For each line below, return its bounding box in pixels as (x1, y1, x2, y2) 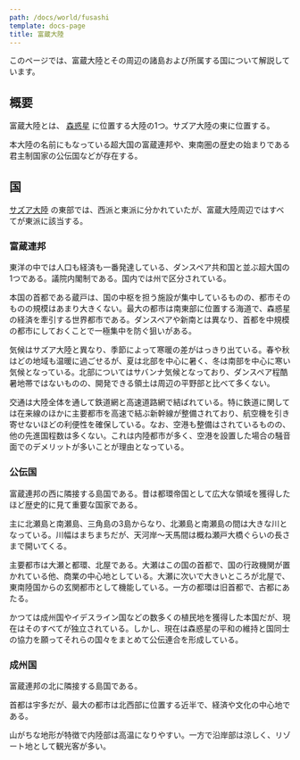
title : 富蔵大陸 (9, 29, 64, 38)
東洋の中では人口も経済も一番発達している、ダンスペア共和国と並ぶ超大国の (9, 262, 290, 273)
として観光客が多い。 (32, 740, 112, 751)
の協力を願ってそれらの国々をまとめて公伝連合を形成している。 (9, 634, 244, 645)
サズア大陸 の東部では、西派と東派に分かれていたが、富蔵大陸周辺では (9, 204, 270, 215)
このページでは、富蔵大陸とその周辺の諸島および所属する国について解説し (9, 55, 283, 66)
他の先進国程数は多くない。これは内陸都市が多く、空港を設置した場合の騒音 (9, 430, 291, 442)
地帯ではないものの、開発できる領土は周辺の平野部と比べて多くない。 (16, 378, 275, 389)
